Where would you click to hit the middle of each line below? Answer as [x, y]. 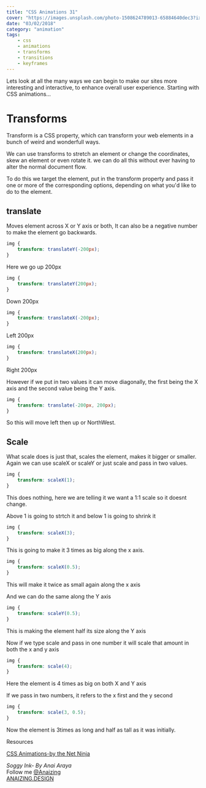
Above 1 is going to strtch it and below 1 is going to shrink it [81, 516]
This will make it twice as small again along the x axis [74, 585]
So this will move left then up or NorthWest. [61, 423]
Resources [20, 741]
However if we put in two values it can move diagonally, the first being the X [102, 381]
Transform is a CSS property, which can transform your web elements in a [100, 136]
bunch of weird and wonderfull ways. [53, 142]
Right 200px [22, 370]
